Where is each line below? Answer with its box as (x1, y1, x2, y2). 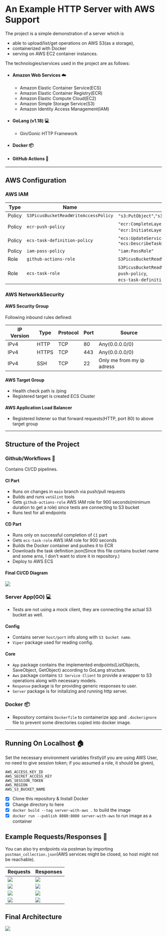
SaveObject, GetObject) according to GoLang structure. (12, 667, 127, 673)
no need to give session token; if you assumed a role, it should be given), (5, 760, 155, 766)
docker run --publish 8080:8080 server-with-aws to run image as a (12, 812, 152, 818)
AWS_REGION (5, 782, 28, 788)
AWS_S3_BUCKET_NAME (5, 787, 46, 792)
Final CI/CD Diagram (5, 570, 48, 576)
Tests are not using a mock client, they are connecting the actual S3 (12, 606, 152, 612)
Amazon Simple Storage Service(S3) (19, 101, 95, 107)
